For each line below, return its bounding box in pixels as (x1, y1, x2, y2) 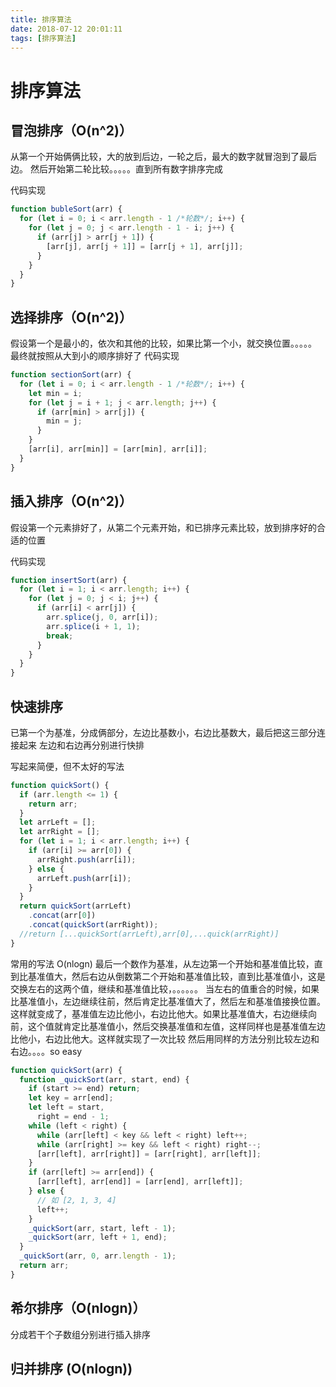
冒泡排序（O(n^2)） (10, 122, 133, 139)
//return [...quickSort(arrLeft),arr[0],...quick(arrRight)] (19, 929, 280, 939)
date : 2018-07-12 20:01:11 (10, 24, 123, 34)
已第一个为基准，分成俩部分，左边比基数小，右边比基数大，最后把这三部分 (10, 726, 317, 738)
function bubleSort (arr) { (10, 204, 123, 215)
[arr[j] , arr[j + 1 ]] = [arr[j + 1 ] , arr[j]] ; (46, 241, 244, 251)
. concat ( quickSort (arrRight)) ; (28, 920, 159, 930)
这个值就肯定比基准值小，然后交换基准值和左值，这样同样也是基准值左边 (27, 1020, 326, 1032)
